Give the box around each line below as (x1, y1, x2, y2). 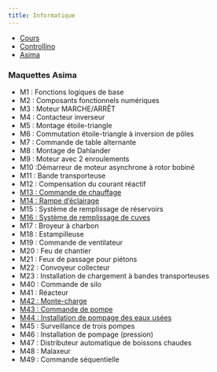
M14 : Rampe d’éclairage (19, 196, 100, 205)
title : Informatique (8, 11, 76, 20)
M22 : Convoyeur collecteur (19, 263, 110, 272)
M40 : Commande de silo (19, 279, 102, 289)
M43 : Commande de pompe (19, 304, 113, 314)
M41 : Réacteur (19, 288, 68, 297)
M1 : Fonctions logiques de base (19, 87, 124, 97)
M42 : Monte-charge (19, 296, 88, 305)
